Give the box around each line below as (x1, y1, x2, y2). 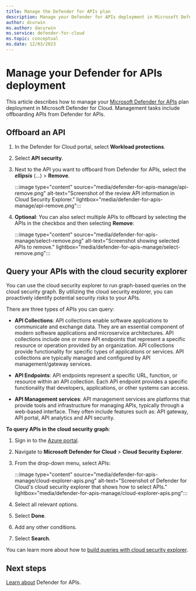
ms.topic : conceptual (6, 36, 59, 42)
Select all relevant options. (14, 501, 79, 508)
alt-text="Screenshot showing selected (85, 237, 180, 244)
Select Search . (14, 535, 51, 542)
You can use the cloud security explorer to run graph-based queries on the (6, 282, 187, 289)
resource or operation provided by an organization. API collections (14, 342, 174, 349)
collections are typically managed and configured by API (14, 355, 150, 362)
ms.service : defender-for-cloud (6, 30, 85, 36)
